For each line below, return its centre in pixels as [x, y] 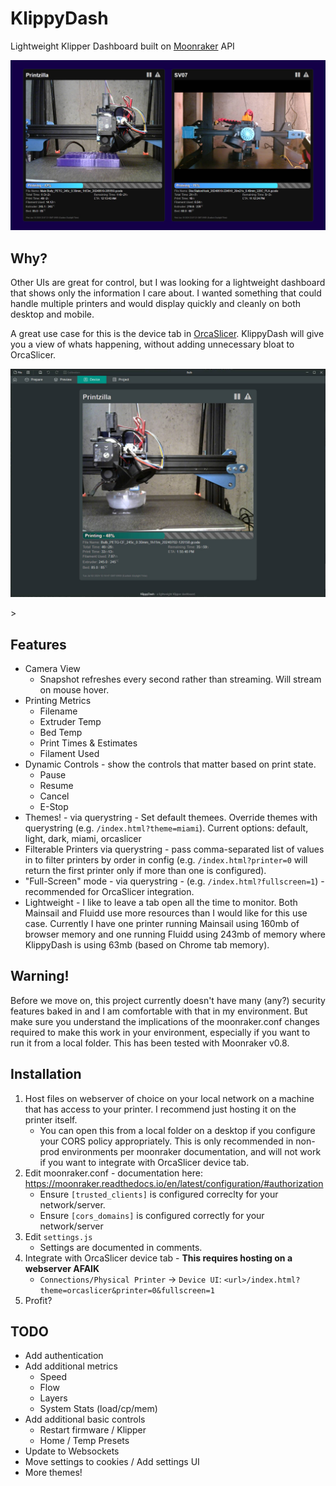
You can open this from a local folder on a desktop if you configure [177, 1130]
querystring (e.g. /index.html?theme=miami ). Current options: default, [166, 828]
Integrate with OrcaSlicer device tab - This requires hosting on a [158, 1258]
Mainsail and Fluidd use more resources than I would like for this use [166, 913]
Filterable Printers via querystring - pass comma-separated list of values [174, 849]
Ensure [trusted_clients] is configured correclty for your [159, 1194]
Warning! [40, 976]
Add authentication [64, 1356]
